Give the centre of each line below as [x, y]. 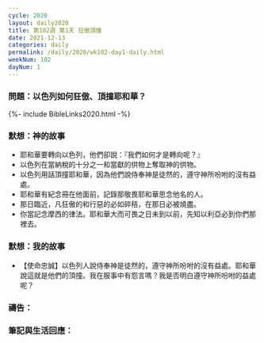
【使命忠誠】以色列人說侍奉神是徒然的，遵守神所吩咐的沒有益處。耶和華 [138, 265]
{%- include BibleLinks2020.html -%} [69, 114]
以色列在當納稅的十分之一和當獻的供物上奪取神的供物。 [110, 165]
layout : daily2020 [38, 23]
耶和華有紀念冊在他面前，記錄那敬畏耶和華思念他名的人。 [113, 194]
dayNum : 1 [25, 67]
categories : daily [38, 45]
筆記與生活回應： [41, 331]
